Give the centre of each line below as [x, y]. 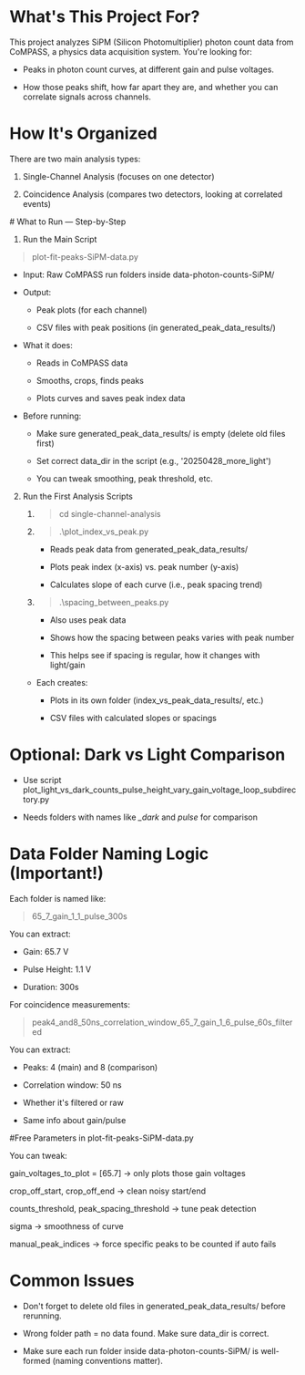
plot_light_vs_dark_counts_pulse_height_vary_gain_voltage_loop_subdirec [159, 790]
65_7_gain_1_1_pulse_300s [79, 916]
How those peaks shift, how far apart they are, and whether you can [150, 87]
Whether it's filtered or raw [73, 1102]
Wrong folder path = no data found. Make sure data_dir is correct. [146, 1333]
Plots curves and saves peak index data [111, 398]
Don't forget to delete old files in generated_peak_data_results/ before [154, 1306]
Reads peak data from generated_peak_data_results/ [149, 549]
